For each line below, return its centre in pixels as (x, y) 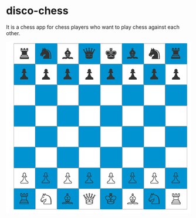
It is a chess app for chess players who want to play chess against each (93, 27)
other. (13, 33)
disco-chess (37, 11)
